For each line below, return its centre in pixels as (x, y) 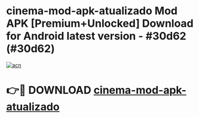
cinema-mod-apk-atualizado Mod (92, 11)
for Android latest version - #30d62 (96, 36)
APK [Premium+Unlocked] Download (100, 23)
